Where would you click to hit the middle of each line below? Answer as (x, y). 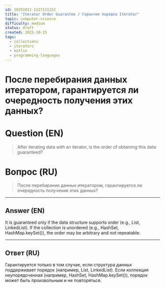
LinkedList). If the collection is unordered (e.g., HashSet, (62, 228)
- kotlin (18, 51)
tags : (11, 37)
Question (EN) (34, 133)
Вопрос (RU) (31, 172)
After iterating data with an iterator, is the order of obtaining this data (86, 147)
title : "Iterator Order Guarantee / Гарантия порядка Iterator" (72, 14)
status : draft (20, 28)
